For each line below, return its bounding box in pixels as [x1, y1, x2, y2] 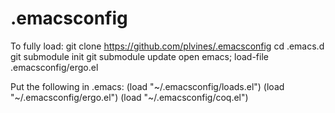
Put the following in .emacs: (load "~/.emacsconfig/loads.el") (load [10, 80, 285, 92]
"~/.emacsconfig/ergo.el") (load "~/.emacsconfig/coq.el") [10, 91, 249, 103]
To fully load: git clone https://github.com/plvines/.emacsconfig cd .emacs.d [10, 40, 325, 52]
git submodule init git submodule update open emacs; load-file [10, 50, 269, 62]
